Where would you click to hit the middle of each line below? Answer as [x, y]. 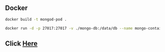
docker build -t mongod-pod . [36, 19]
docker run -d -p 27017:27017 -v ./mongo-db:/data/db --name [69, 28]
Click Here [21, 43]
